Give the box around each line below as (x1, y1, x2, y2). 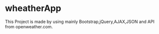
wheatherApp (5, 3, 61, 14)
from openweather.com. (5, 23, 53, 29)
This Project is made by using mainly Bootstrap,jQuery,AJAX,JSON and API (5, 19, 155, 24)
